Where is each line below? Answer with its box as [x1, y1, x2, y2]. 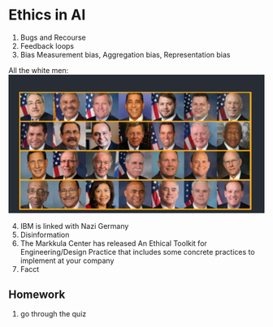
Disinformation [19, 230, 70, 239]
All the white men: [8, 65, 69, 75]
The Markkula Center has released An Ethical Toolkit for [19, 238, 207, 248]
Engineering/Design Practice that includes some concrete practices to [19, 247, 255, 256]
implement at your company [19, 256, 115, 265]
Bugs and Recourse [19, 32, 87, 42]
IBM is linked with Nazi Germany [19, 221, 129, 230]
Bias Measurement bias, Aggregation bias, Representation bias [19, 49, 231, 59]
